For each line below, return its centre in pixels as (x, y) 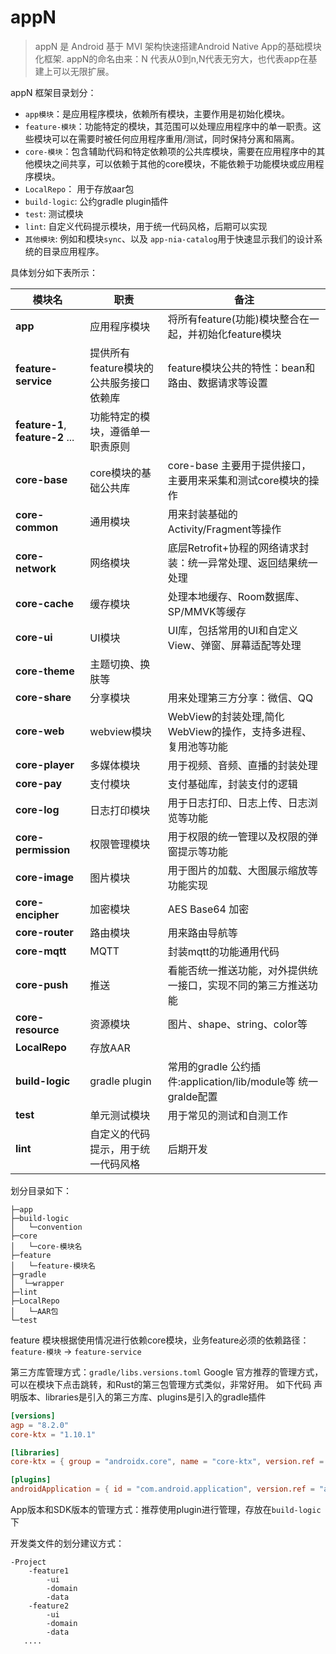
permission (43, 849)
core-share (43, 697)
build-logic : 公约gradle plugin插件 (96, 201)
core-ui (34, 637)
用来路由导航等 (202, 933)
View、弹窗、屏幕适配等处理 (234, 645)
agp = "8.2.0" (40, 1425)
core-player (45, 764)
